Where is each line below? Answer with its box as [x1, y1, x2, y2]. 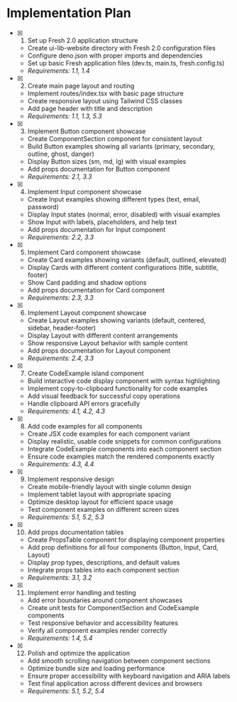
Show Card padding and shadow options [27, 278, 147, 286]
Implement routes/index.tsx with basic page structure [27, 89, 184, 98]
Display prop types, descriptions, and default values [27, 557, 180, 567]
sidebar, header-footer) [27, 323, 97, 332]
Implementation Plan [6, 5, 132, 21]
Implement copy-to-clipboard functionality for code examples [27, 384, 208, 392]
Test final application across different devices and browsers [27, 679, 203, 688]
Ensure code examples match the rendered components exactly [27, 452, 215, 461]
